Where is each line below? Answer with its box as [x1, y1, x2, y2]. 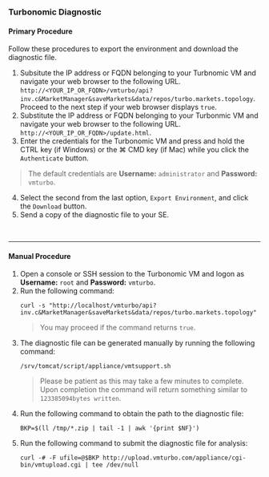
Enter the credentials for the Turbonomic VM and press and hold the [19, 136, 245, 146]
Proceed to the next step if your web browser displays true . [19, 103, 218, 112]
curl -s [19, 301, 46, 310]
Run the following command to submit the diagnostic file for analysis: [19, 439, 248, 448]
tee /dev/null [91, 461, 139, 469]
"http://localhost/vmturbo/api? [49, 301, 157, 310]
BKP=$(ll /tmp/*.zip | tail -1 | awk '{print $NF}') [19, 424, 200, 433]
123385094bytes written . [39, 394, 122, 403]
